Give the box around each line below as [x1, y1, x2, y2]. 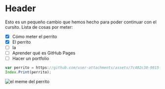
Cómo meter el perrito [12, 34, 57, 39]
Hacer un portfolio [12, 55, 49, 61]
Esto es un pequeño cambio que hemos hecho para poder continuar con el [5, 19, 157, 25]
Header [5, 3, 36, 14]
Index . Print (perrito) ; [5, 70, 52, 75]
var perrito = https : [5, 65, 50, 71]
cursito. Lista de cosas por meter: [5, 24, 73, 30]
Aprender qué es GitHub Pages [12, 50, 76, 56]
